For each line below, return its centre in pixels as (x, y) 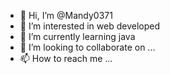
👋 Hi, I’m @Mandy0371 (66, 15)
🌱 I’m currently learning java (77, 36)
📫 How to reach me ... (66, 58)
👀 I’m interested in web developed (89, 26)
